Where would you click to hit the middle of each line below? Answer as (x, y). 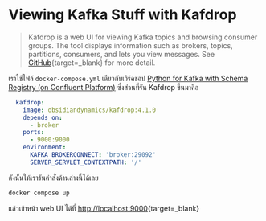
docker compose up (39, 193)
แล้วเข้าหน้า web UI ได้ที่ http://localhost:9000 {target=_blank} (104, 208)
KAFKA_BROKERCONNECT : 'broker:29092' (93, 155)
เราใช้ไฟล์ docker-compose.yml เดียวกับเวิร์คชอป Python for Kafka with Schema (128, 78)
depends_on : (43, 117)
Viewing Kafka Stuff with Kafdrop (123, 15)
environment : (45, 147)
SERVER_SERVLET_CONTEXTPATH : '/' (86, 162)
